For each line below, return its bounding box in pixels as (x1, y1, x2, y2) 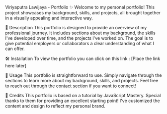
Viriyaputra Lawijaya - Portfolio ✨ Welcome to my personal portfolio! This (5, 4, 155, 10)
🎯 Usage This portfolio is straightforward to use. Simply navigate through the (5, 72, 162, 78)
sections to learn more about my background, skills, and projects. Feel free (5, 78, 159, 83)
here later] (5, 63, 26, 68)
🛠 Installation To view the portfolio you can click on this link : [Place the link (5, 56, 161, 61)
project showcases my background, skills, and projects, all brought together (5, 10, 161, 15)
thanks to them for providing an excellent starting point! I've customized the (5, 98, 160, 104)
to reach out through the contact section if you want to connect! (5, 83, 136, 89)
